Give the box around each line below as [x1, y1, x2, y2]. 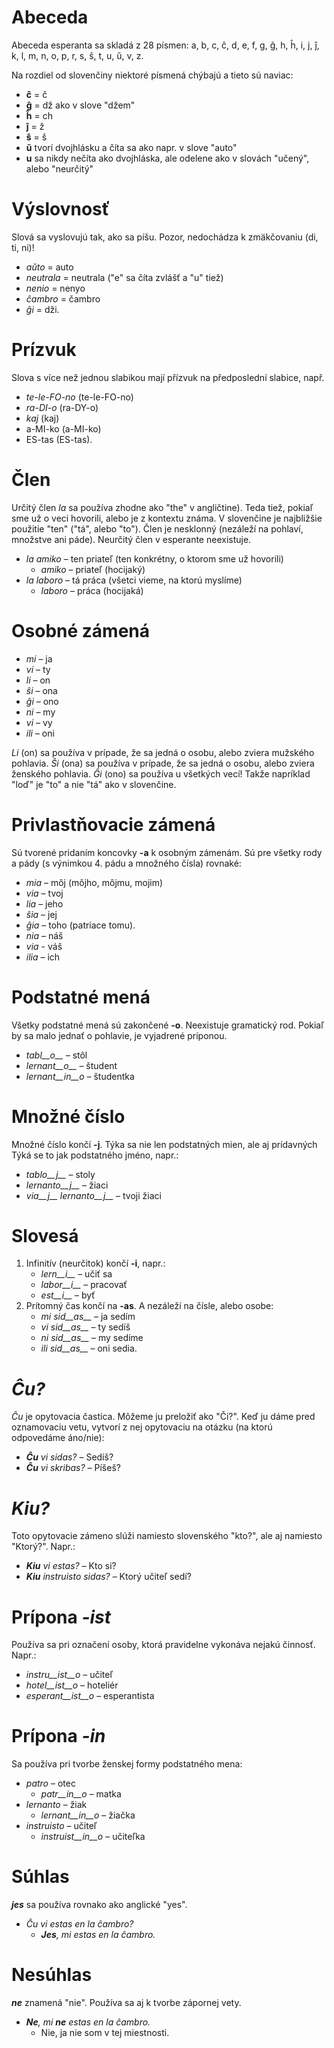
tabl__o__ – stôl [25, 1049, 88, 1061]
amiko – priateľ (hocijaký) [40, 563, 146, 575]
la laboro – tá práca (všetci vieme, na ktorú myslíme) [25, 574, 243, 586]
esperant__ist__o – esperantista [25, 1690, 155, 1702]
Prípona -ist [11, 1606, 112, 1628]
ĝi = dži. [25, 303, 60, 315]
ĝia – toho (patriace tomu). [25, 919, 136, 931]
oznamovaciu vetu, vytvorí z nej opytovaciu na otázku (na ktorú [11, 1421, 273, 1433]
